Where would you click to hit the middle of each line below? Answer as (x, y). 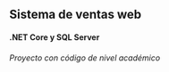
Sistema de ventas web (76, 15)
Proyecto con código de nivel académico (85, 58)
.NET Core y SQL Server (55, 37)
